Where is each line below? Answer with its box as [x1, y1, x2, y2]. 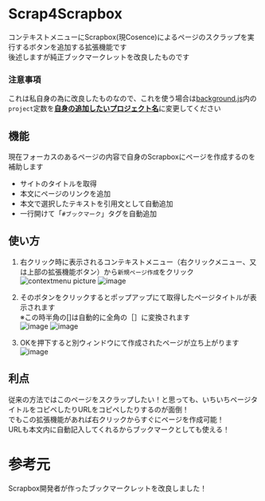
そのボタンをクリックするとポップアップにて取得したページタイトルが [19, 292, 251, 302]
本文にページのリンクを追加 [19, 189, 111, 199]
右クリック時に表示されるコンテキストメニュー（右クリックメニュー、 [19, 257, 250, 266]
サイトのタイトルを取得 [19, 179, 97, 188]
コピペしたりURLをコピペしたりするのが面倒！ [35, 404, 189, 414]
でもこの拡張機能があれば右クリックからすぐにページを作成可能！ [8, 414, 224, 424]
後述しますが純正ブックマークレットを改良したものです [8, 52, 189, 61]
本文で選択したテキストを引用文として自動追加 [19, 199, 173, 208]
